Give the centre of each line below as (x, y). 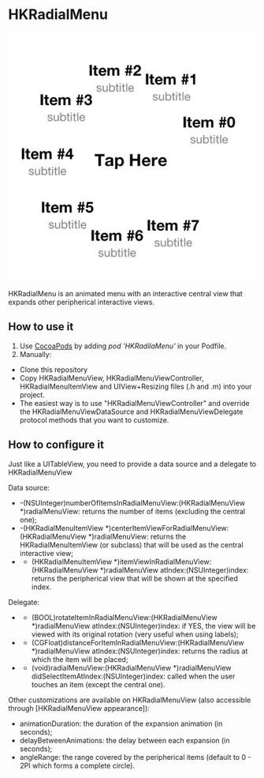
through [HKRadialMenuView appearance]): (79, 708)
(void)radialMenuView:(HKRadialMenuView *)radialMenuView (131, 667)
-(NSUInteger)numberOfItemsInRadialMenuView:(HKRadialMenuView (132, 502)
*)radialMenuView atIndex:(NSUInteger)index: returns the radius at (139, 651)
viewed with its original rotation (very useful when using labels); (135, 634)
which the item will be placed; (80, 659)
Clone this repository (54, 370)
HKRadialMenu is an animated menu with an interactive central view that (125, 293)
